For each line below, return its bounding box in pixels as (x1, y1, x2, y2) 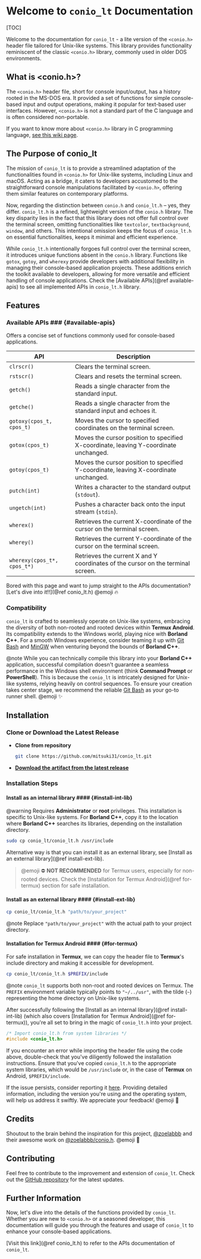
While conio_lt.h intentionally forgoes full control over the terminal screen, (6, 245, 191, 252)
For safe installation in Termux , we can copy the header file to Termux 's (6, 953, 184, 960)
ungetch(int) (9, 504, 47, 512)
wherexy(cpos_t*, (9, 557, 59, 564)
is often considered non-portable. (6, 113, 90, 120)
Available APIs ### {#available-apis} (6, 318, 115, 327)
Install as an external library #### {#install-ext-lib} (6, 896, 136, 903)
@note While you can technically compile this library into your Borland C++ (6, 654, 193, 662)
